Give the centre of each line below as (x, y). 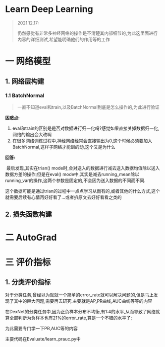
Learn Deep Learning (49, 9)
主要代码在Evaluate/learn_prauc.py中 (43, 339)
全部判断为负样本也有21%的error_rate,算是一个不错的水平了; (71, 318)
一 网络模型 (28, 61)
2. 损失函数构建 (28, 215)
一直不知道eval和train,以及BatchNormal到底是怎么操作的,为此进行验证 (88, 107)
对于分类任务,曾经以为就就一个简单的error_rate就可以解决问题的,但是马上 (80, 295)
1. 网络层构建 (25, 81)
